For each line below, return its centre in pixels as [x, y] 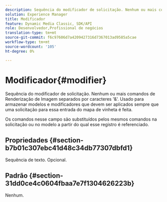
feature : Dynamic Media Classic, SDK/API [49, 24]
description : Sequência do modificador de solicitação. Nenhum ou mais [81, 10]
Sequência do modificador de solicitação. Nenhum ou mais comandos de [80, 94]
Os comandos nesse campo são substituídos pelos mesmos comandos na [81, 119]
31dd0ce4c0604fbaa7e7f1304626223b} [70, 183]
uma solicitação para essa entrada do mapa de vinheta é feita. [69, 110]
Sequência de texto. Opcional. [36, 160]
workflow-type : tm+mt [28, 42]
